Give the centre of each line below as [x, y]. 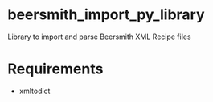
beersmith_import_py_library [106, 15]
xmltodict [35, 91]
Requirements [55, 69]
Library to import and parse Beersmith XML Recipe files [99, 37]
